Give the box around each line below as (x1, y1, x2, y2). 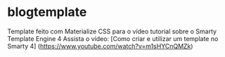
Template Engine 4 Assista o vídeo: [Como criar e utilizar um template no (7, 34, 219, 42)
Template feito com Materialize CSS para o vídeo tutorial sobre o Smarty (7, 27, 217, 35)
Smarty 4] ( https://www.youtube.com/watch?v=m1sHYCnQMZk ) (7, 42, 193, 50)
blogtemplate (7, 4, 87, 20)
